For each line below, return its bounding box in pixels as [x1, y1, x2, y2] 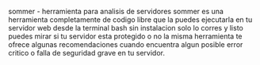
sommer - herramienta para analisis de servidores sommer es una [8, 7, 224, 16]
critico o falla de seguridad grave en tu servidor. [8, 49, 165, 57]
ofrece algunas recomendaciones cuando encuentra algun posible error [8, 40, 243, 49]
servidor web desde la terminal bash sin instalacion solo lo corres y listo [8, 23, 243, 32]
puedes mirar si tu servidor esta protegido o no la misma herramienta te [8, 31, 243, 41]
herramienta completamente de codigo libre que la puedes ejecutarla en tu [8, 15, 253, 24]
